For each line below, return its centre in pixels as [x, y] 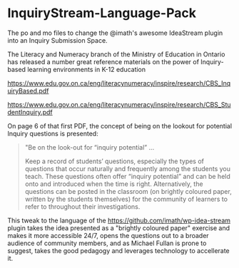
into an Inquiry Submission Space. [58, 40]
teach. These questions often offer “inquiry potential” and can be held [127, 176]
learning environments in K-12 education [87, 69]
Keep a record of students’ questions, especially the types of [115, 161]
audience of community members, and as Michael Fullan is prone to [107, 243]
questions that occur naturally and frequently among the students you [127, 168]
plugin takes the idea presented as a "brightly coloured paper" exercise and [119, 228]
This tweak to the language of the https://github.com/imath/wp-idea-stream [119, 220]
